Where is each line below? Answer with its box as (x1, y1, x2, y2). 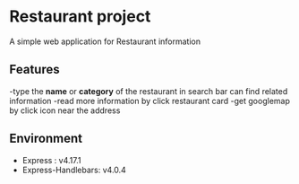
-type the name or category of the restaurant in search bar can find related (9, 85, 288, 96)
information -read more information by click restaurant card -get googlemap (9, 95, 291, 106)
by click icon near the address (9, 105, 121, 116)
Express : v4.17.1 (21, 154, 81, 165)
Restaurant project (9, 6, 151, 27)
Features (9, 62, 60, 77)
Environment (9, 131, 83, 146)
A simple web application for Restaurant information (9, 36, 201, 47)
